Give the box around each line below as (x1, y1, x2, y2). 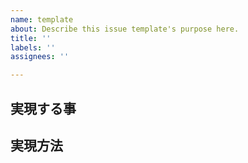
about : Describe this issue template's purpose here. (10, 24, 240, 34)
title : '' (10, 33, 52, 43)
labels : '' (10, 42, 56, 53)
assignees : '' (10, 52, 70, 62)
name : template (10, 14, 74, 25)
